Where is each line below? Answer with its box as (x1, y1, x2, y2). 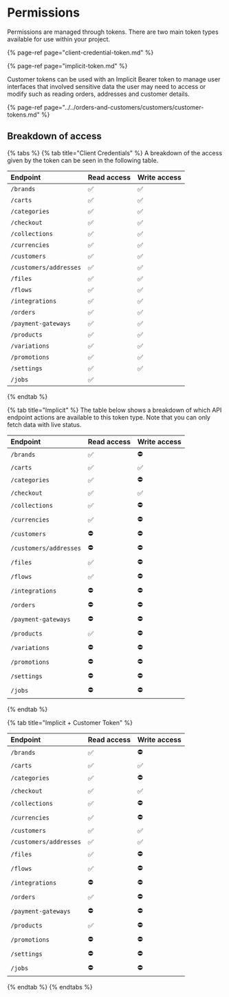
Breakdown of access (7, 130, 102, 142)
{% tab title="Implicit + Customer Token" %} (7, 718, 133, 727)
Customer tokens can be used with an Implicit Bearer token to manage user (7, 75, 221, 83)
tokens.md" (7, 110, 40, 119)
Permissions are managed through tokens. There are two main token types (7, 28, 219, 36)
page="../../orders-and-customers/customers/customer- (43, 103, 204, 111)
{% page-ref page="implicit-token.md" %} (7, 61, 128, 70)
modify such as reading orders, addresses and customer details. (7, 90, 190, 98)
